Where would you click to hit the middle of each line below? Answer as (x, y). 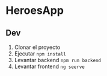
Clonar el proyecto (37, 47)
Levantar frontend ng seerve (49, 66)
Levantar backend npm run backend (58, 60)
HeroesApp (35, 11)
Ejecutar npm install (40, 54)
